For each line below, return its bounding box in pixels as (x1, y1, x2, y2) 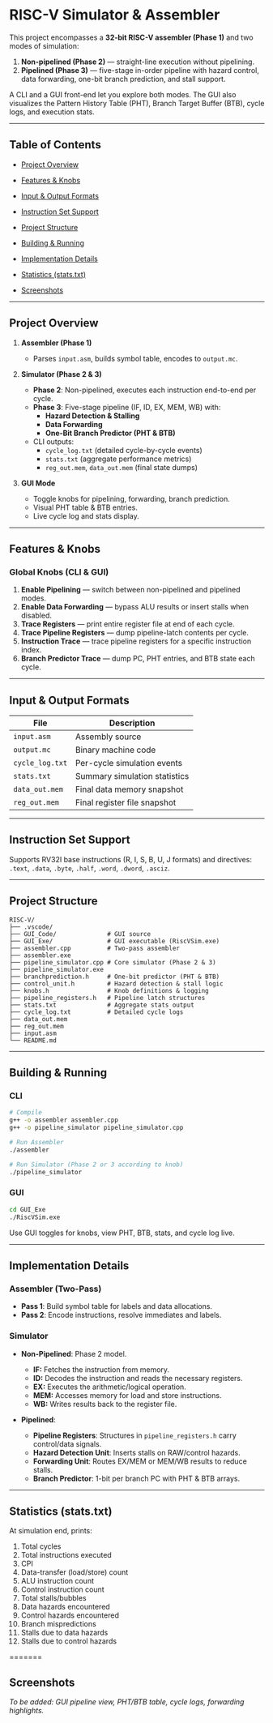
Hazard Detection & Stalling (45, 411, 140, 421)
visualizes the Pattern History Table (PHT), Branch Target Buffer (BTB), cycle (9, 98, 265, 108)
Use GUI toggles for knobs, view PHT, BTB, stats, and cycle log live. (9, 1228, 236, 1238)
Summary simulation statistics (75, 771, 190, 782)
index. (20, 645, 42, 655)
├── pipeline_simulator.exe (9, 965, 105, 973)
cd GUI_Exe (9, 1205, 46, 1213)
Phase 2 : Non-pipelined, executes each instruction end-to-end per (32, 385, 257, 395)
